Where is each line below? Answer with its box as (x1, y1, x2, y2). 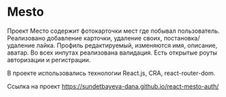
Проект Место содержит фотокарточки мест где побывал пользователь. (7, 27, 221, 35)
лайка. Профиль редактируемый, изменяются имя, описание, (36, 41, 218, 49)
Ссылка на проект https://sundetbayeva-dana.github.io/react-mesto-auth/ (7, 82, 219, 90)
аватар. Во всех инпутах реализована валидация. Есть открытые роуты (7, 48, 218, 57)
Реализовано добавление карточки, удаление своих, (7, 33, 162, 42)
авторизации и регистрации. (7, 55, 91, 64)
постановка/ (163, 33, 200, 42)
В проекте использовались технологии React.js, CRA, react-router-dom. (7, 69, 216, 77)
